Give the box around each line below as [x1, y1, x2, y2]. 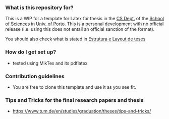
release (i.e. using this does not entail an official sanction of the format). [5, 26, 155, 32]
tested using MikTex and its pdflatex [12, 60, 88, 66]
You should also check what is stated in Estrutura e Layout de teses [5, 36, 146, 42]
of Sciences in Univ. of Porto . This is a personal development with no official [5, 21, 164, 27]
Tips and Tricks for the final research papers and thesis [5, 96, 144, 103]
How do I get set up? [5, 48, 57, 55]
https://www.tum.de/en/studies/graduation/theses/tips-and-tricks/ [12, 108, 151, 114]
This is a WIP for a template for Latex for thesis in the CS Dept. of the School [5, 16, 164, 22]
